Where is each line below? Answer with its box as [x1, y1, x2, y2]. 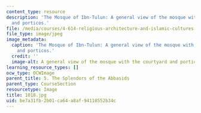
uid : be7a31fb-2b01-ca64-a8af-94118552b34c [6, 97, 117, 103]
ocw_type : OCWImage [6, 70, 55, 76]
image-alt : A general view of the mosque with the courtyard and [11, 59, 178, 65]
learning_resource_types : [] [6, 64, 79, 71]
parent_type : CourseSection [6, 81, 77, 87]
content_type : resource [6, 8, 66, 15]
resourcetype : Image [6, 87, 58, 93]
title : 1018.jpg [6, 92, 47, 98]
